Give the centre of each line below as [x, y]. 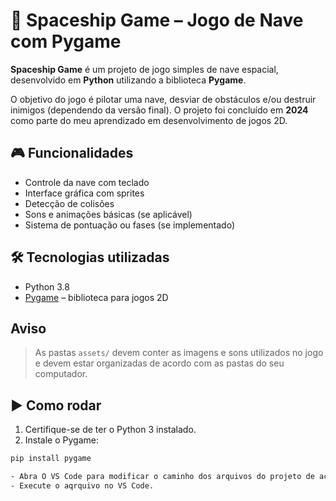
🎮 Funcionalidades [72, 153]
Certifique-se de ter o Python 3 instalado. [110, 430]
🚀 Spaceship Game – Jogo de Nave [157, 20]
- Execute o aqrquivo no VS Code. [82, 485]
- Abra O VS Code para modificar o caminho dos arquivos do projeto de [162, 477]
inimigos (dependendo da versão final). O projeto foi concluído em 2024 [159, 110]
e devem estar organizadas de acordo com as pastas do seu [159, 363]
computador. [61, 374]
